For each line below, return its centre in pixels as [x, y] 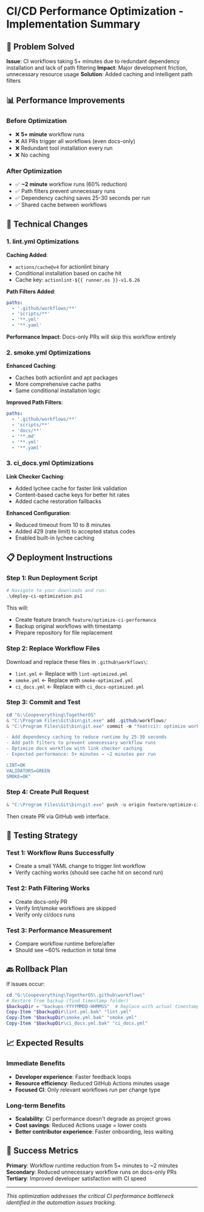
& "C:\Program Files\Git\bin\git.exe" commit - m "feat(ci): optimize [96, 726]
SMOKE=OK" [19, 777]
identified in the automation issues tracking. [61, 1202]
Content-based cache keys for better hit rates [72, 495]
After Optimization [34, 171]
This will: [17, 608]
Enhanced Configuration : [39, 513]
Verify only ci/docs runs [45, 914]
